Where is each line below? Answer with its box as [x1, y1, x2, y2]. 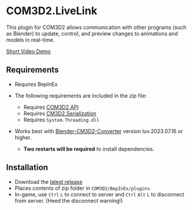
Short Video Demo [6, 47, 51, 54]
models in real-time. [6, 36, 55, 43]
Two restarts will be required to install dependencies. [23, 145, 155, 152]
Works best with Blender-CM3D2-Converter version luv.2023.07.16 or [14, 127, 184, 134]
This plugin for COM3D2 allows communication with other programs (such [6, 24, 187, 31]
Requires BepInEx [14, 80, 58, 88]
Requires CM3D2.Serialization [23, 109, 97, 117]
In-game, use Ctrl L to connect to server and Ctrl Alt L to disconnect [14, 190, 184, 198]
